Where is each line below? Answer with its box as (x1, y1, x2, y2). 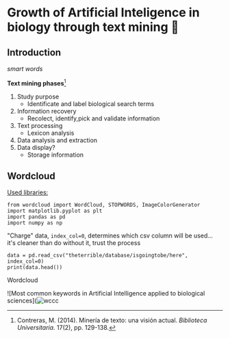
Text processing (16, 121, 63, 129)
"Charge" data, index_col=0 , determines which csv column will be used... (7, 231, 214, 240)
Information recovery (16, 107, 77, 115)
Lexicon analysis (27, 129, 75, 137)
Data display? (16, 143, 56, 151)
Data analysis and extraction (16, 135, 98, 144)
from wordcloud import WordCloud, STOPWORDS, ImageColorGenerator (7, 202, 201, 209)
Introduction (7, 47, 62, 58)
